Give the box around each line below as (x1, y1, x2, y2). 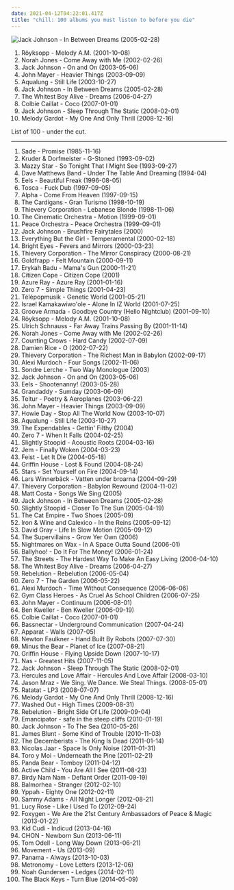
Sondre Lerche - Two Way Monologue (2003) (21, 365, 150, 373)
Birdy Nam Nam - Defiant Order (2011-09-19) (21, 773, 148, 781)
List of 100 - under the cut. (11, 127, 86, 136)
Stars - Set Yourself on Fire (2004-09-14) (21, 467, 139, 475)
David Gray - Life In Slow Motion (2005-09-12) (21, 526, 153, 534)
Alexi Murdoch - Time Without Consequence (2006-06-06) (21, 584, 189, 592)
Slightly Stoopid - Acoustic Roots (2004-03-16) (21, 438, 155, 446)
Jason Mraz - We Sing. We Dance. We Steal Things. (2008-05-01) (21, 678, 208, 687)
